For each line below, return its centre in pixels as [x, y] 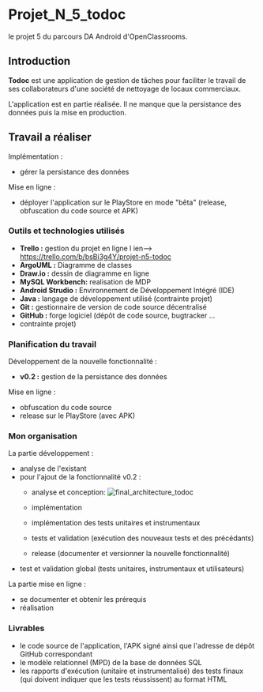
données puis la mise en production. [67, 112]
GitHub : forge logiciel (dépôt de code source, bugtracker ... [117, 315]
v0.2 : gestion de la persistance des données [93, 377]
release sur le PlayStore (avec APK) [77, 416]
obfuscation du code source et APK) [79, 210]
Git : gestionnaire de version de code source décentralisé [113, 307]
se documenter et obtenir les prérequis [83, 600]
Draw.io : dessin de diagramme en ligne [85, 273]
